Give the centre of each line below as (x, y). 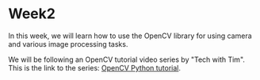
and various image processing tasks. (68, 44)
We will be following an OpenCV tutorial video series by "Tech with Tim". (127, 59)
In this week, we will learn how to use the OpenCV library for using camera (130, 36)
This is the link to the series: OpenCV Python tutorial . (94, 67)
